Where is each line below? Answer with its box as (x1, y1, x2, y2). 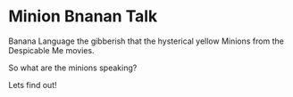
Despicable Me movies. (8, 44, 95, 55)
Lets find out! (8, 79, 57, 90)
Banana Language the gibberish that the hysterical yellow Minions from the (8, 36, 285, 46)
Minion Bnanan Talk (8, 6, 158, 27)
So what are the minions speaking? (8, 62, 138, 73)
